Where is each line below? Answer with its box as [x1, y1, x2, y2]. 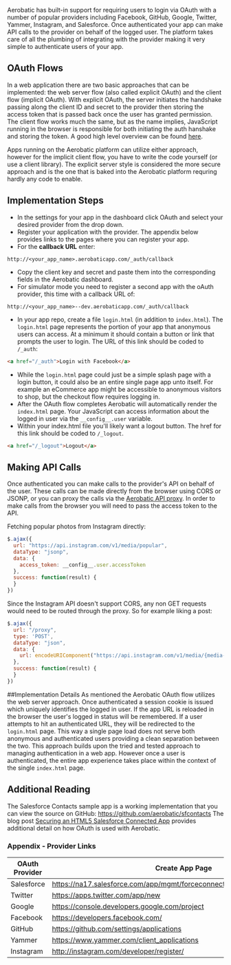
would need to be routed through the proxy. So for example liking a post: [7, 607, 212, 615]
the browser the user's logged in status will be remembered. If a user [7, 712, 203, 720]
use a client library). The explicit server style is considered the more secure [7, 160, 221, 168]
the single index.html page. [7, 764, 85, 772]
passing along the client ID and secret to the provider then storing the [7, 103, 204, 111]
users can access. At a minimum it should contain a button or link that [16, 330, 214, 338]
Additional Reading [7, 784, 91, 795]
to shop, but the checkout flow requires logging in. [16, 392, 160, 401]
